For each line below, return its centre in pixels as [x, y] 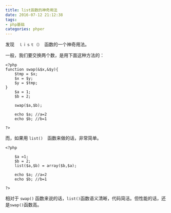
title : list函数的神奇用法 [31, 10]
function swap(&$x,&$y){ [32, 70]
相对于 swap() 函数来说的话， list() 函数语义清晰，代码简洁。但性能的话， [83, 199]
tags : [11, 20]
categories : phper [25, 29]
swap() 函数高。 [26, 205]
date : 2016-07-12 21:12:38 [34, 15]
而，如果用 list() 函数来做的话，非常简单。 [53, 138]
